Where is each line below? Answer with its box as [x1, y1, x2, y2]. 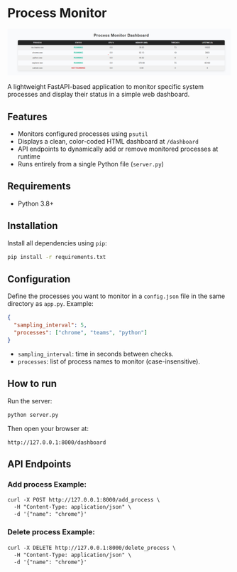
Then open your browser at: [7, 424, 89, 433]
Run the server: [7, 396, 53, 405]
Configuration [7, 272, 71, 285]
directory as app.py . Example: [7, 300, 94, 308]
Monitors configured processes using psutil [17, 129, 148, 138]
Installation [7, 220, 58, 232]
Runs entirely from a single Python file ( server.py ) [17, 160, 165, 169]
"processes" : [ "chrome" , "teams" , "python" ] [13, 329, 148, 337]
